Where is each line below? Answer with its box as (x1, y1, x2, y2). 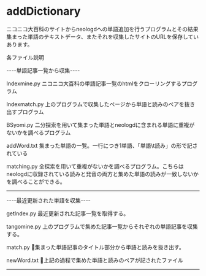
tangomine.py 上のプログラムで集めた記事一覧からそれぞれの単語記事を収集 (6, 223, 198, 230)
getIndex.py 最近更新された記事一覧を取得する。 (6, 210, 129, 217)
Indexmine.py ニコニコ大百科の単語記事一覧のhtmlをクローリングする (6, 80, 182, 87)
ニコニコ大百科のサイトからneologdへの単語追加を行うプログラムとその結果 (6, 25, 199, 33)
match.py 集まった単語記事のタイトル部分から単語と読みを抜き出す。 (6, 243, 185, 251)
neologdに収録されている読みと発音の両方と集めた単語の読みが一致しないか (6, 170, 199, 177)
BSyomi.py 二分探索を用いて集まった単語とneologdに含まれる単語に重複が (6, 121, 195, 128)
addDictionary (6, 4, 81, 18)
